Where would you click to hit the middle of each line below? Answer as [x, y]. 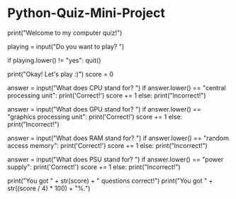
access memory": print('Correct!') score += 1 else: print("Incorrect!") [107, 145]
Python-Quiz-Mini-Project [86, 13]
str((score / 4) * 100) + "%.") [49, 188]
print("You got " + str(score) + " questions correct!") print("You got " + [110, 181]
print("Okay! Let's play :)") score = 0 [60, 74]
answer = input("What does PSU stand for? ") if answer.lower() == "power [116, 159]
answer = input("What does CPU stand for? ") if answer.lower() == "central [117, 87]
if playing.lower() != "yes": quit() [54, 60]
